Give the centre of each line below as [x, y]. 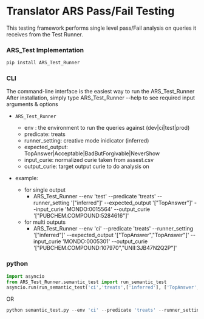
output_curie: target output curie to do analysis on [87, 166]
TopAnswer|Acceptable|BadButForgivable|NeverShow [92, 153]
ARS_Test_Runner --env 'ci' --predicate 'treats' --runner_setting [113, 229]
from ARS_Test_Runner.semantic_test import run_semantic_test [87, 282]
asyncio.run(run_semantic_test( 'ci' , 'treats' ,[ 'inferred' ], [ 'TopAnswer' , [103, 287]
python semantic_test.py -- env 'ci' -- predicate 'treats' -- [85, 311]
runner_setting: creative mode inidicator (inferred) [87, 141]
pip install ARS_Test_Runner [43, 63]
